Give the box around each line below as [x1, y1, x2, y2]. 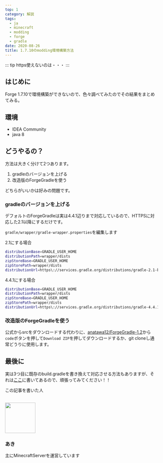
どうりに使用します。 [9, 342, 52, 347]
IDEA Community [12, 126, 47, 132]
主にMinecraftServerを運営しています [5, 453, 80, 459]
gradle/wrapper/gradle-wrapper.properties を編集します [5, 230, 118, 235]
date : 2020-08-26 [5, 43, 40, 48]
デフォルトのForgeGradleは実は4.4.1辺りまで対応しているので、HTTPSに [5, 213, 150, 219]
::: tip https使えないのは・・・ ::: [5, 62, 69, 68]
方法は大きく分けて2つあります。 [5, 160, 71, 166]
